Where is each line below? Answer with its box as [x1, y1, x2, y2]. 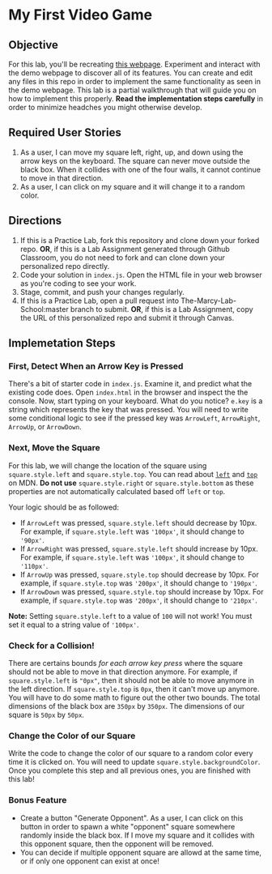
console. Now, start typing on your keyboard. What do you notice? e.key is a [8, 396, 263, 406]
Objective [8, 38, 59, 52]
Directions [8, 214, 62, 228]
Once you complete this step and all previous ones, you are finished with [8, 765, 251, 775]
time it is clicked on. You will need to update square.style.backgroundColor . [8, 757, 261, 767]
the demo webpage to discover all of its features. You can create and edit [8, 68, 253, 78]
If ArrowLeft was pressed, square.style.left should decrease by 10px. [19, 518, 257, 527]
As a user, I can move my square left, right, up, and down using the [19, 147, 244, 157]
